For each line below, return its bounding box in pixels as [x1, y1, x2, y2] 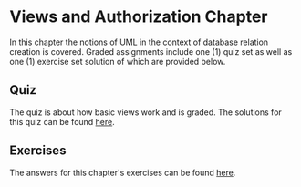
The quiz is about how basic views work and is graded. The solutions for [9, 107, 283, 118]
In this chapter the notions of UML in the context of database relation [9, 36, 269, 47]
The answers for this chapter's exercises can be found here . [9, 167, 236, 178]
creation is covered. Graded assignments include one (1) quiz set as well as [9, 46, 293, 57]
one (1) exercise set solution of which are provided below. [9, 56, 226, 67]
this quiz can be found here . [9, 116, 116, 127]
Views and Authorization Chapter [9, 6, 268, 27]
